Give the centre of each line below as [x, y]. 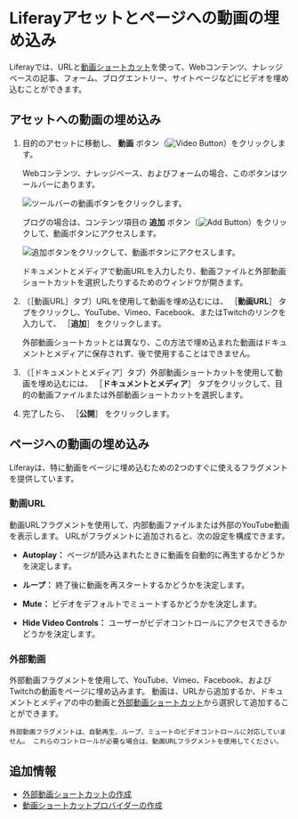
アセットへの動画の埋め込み [85, 120]
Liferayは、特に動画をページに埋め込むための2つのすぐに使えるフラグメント [149, 467]
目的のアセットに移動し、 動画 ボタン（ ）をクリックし [150, 142]
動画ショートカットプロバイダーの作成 [92, 805]
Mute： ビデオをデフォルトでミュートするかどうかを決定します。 [142, 604]
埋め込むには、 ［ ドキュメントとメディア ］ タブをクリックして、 [157, 383]
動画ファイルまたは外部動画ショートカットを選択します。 [143, 394]
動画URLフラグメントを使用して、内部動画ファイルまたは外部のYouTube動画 [149, 524]
